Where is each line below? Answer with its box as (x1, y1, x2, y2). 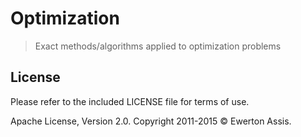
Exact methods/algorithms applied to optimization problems (34, 40, 282, 52)
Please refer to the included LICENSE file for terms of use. (10, 95, 250, 107)
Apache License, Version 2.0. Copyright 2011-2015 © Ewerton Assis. (10, 115, 292, 127)
